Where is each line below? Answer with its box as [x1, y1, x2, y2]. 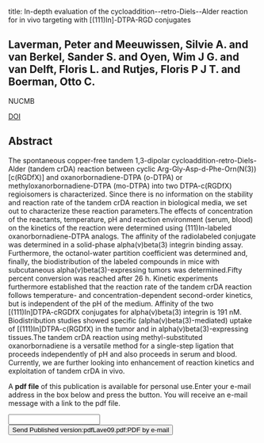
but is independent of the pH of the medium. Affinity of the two [8, 299, 214, 308]
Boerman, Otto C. [8, 75, 96, 89]
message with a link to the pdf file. [8, 398, 121, 407]
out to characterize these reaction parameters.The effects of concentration [8, 206, 254, 216]
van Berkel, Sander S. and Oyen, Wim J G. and [8, 51, 239, 64]
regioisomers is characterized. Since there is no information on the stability [8, 189, 254, 199]
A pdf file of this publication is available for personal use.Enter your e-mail [8, 381, 251, 391]
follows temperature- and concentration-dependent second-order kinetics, [8, 290, 254, 300]
